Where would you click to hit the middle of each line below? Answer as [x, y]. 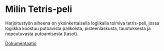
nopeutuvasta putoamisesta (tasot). [42, 33]
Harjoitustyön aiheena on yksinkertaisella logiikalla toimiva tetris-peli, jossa [82, 23]
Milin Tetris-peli [39, 9]
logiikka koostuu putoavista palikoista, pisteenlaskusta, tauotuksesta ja [78, 28]
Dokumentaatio [21, 43]
